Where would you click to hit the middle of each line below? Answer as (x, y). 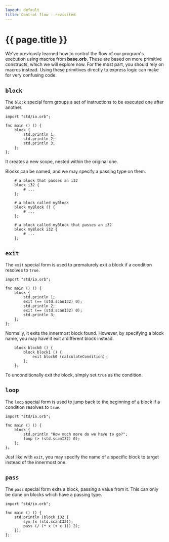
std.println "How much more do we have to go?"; (76, 434)
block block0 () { (34, 348)
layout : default (22, 10)
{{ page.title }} (36, 40)
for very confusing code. (31, 75)
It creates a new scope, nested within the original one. (62, 162)
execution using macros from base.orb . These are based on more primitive (83, 59)
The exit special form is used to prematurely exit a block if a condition (79, 265)
